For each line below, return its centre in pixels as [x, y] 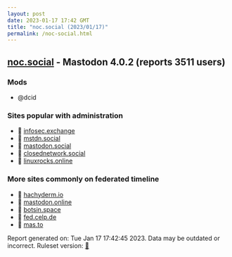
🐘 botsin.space [39, 209]
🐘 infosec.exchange [46, 131]
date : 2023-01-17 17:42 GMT [49, 20]
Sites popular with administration [65, 115]
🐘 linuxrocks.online [45, 161]
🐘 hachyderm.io [40, 194]
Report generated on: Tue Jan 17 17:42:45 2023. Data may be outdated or [114, 238]
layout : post [26, 14]
